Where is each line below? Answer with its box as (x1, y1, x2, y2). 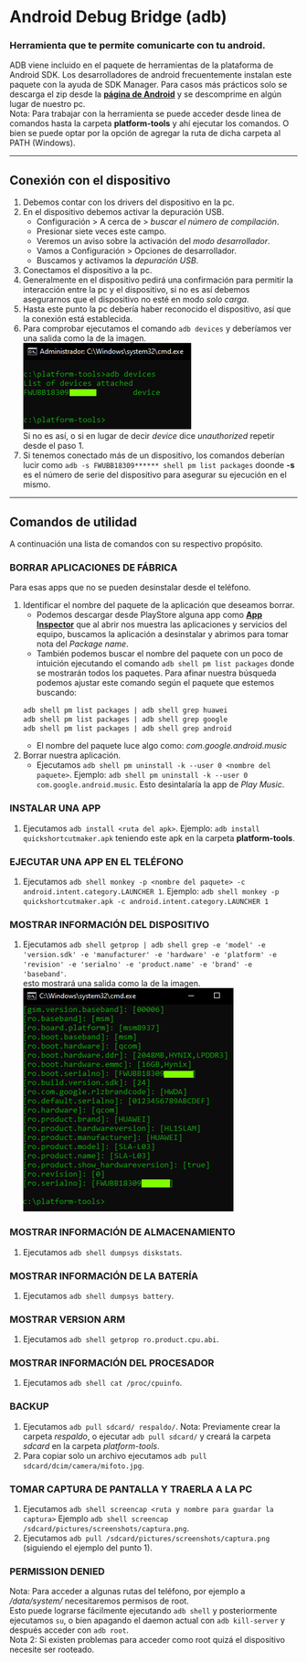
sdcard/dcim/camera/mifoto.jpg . (22, 1460, 144, 1471)
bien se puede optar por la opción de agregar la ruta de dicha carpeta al (9, 128, 281, 139)
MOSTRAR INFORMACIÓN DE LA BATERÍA (9, 1269, 199, 1282)
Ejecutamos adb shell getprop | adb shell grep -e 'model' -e (22, 939, 267, 950)
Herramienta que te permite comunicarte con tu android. (9, 39, 267, 52)
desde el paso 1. (22, 441, 85, 452)
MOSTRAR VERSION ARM (9, 1313, 126, 1326)
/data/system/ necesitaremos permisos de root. (9, 1595, 189, 1606)
